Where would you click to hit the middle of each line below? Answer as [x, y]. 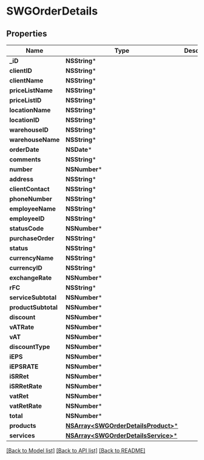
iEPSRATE [24, 367]
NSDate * [79, 150]
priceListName [31, 90]
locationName [30, 110]
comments [25, 159]
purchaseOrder [32, 238]
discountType [30, 347]
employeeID [27, 218]
